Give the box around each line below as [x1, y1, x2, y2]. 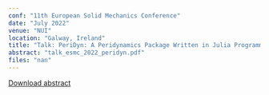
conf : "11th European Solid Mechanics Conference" [8, 11, 181, 20]
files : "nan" [8, 57, 52, 65]
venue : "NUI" [8, 26, 52, 34]
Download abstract [8, 77, 71, 88]
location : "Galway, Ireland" [8, 34, 106, 42]
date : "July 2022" [8, 19, 70, 27]
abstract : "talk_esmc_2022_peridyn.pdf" [8, 49, 146, 57]
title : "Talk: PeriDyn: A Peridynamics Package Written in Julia [8, 42, 231, 49]
